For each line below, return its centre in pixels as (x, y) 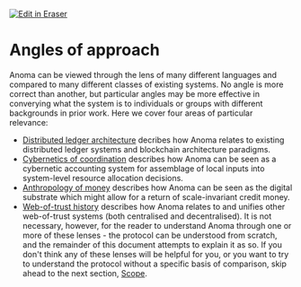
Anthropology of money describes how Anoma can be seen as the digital (157, 187)
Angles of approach (84, 50)
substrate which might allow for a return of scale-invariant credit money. (156, 196)
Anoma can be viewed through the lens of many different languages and (143, 74)
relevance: (29, 122)
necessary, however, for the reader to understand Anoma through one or (157, 225)
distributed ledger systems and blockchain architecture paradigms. (146, 149)
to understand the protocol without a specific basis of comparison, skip (155, 264)
